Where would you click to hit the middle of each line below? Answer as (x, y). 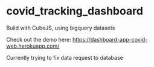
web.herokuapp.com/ (33, 46)
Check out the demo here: (39, 39)
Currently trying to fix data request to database (65, 57)
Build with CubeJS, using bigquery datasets (61, 28)
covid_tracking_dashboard (75, 11)
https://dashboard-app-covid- (110, 39)
